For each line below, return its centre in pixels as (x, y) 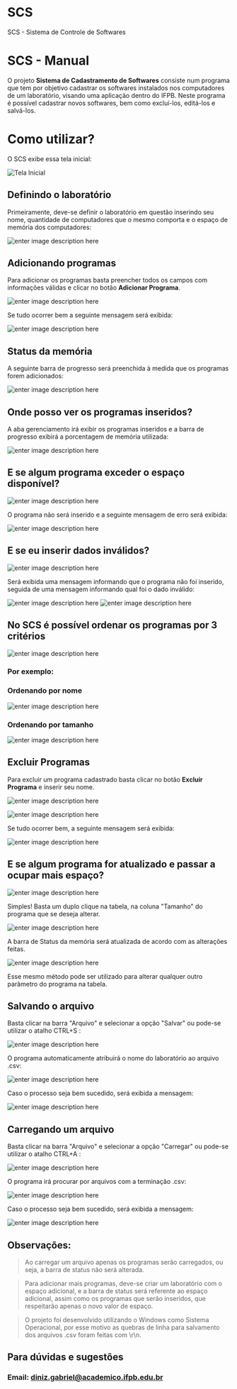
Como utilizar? (51, 139)
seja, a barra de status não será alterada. (85, 1270)
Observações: (39, 1245)
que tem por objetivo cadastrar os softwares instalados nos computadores (116, 88)
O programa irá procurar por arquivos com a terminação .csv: (97, 1182)
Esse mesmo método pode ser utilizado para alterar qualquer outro (105, 976)
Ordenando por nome (45, 691)
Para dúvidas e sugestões (65, 1357)
